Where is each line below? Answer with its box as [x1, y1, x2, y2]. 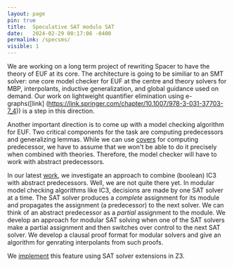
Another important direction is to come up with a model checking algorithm [7, 121, 225, 128]
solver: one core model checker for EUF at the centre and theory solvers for [7, 77, 227, 85]
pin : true [7, 17, 37, 24]
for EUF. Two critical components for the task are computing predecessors [7, 128, 223, 136]
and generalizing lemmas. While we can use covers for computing [7, 135, 199, 144]
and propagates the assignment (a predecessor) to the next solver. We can [7, 201, 224, 209]
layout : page [7, 10, 46, 18]
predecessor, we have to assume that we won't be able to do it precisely [7, 143, 217, 151]
